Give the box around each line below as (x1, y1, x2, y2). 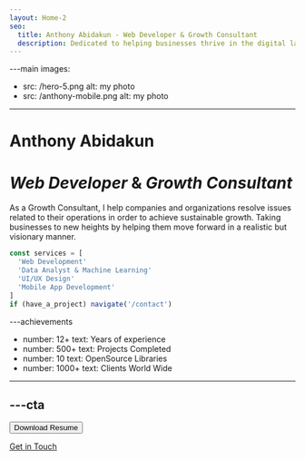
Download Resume (14, 423, 79, 433)
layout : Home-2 (9, 13, 67, 23)
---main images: (9, 64, 71, 74)
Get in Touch (9, 441, 57, 452)
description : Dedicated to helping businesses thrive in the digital (17, 38, 286, 48)
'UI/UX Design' (17, 274, 75, 283)
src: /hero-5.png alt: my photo (22, 81, 135, 92)
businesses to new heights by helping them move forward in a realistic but (9, 221, 288, 232)
